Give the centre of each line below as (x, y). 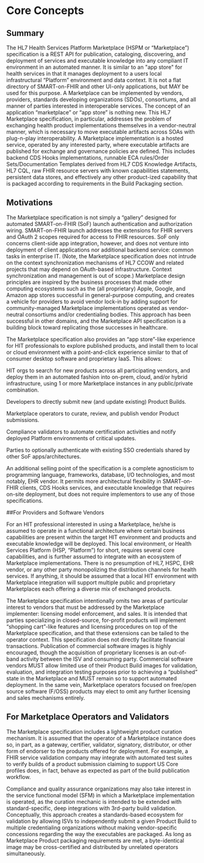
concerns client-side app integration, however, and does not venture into (98, 243)
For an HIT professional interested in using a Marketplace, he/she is (91, 524)
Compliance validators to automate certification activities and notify (91, 431)
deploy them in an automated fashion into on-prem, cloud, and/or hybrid (97, 377)
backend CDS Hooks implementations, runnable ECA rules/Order (88, 158)
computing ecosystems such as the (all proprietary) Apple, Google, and (96, 288)
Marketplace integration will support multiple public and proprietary (91, 582)
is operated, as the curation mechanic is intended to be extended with (94, 801)
